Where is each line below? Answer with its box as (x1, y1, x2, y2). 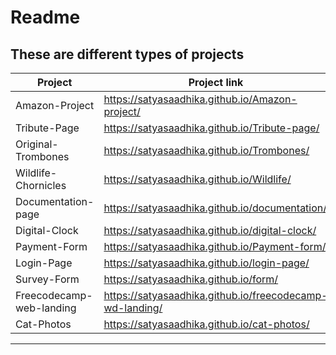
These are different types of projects (10, 46, 245, 63)
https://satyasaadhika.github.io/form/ (103, 272, 279, 286)
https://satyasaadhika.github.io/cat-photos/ (103, 317, 310, 331)
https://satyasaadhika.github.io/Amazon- (103, 92, 298, 106)
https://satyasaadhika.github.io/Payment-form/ (103, 240, 327, 253)
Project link (188, 76, 244, 89)
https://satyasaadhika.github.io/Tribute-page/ (103, 121, 320, 135)
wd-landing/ (103, 301, 163, 315)
